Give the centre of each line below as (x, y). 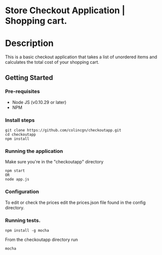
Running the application (34, 151)
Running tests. (23, 220)
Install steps (20, 120)
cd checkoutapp (21, 135)
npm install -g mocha (27, 230)
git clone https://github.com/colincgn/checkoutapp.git (63, 130)
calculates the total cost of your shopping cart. (52, 62)
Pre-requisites (23, 92)
